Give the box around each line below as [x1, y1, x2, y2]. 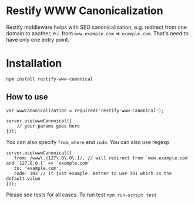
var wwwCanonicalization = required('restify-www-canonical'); [6, 108, 164, 113]
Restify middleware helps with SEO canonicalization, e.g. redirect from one [6, 24, 187, 31]
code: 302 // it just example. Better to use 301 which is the [14, 170, 172, 176]
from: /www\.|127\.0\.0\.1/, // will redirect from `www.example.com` [14, 155, 191, 161]
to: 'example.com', [14, 165, 62, 171]
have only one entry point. [6, 36, 69, 43]
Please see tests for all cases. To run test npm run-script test [6, 191, 157, 198]
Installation [6, 57, 62, 70]
